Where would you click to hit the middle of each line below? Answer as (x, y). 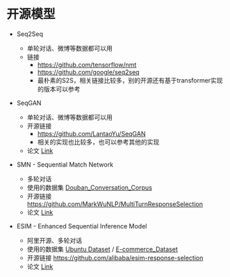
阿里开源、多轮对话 (55, 240)
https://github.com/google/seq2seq (88, 72)
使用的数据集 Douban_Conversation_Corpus (89, 187)
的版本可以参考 (59, 89)
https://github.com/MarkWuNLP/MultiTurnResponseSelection (115, 204)
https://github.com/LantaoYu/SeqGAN (91, 133)
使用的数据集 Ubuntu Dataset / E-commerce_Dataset (102, 249)
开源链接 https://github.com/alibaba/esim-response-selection (115, 258)
